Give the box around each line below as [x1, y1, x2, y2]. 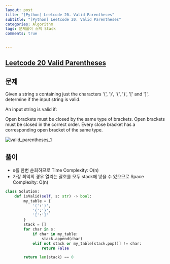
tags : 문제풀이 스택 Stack [5, 26, 56, 31]
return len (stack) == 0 [23, 255, 74, 260]
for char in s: [23, 227, 56, 232]
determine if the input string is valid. [5, 96, 81, 103]
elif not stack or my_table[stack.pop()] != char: [32, 241, 142, 246]
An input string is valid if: [5, 106, 57, 112]
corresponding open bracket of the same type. [5, 127, 103, 133]
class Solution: [5, 189, 40, 194]
